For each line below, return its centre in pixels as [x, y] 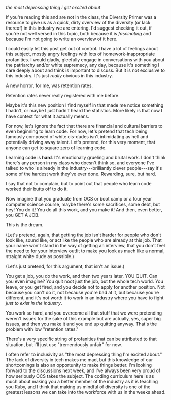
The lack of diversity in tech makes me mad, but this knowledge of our [79, 360]
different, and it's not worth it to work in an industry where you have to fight [85, 298]
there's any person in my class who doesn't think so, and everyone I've [80, 163]
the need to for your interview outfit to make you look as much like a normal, [85, 251]
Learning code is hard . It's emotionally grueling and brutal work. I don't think [86, 158]
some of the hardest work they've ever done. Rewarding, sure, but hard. [81, 174]
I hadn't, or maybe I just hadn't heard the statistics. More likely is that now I [84, 111]
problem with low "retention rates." [42, 329]
